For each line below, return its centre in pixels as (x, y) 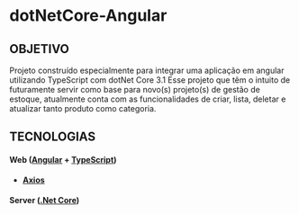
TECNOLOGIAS (53, 137)
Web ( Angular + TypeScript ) (63, 159)
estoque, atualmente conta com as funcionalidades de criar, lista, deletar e (148, 99)
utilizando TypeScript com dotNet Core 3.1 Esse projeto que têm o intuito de (150, 80)
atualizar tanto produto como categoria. (83, 108)
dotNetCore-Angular (88, 16)
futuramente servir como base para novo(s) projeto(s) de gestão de (135, 89)
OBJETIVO (40, 49)
